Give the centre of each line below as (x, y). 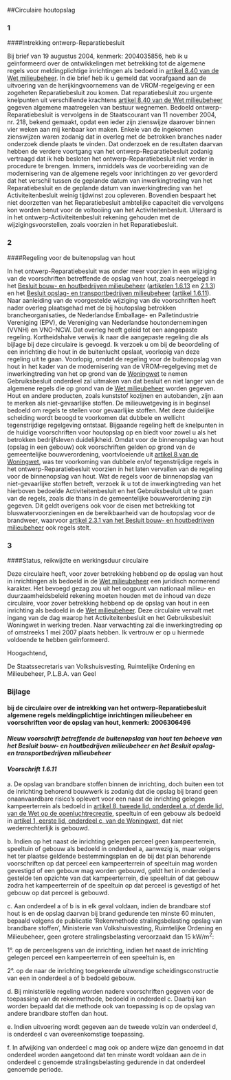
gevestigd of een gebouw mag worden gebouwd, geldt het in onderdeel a (111, 871)
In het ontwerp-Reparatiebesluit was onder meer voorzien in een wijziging (112, 271)
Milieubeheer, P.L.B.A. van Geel (52, 673)
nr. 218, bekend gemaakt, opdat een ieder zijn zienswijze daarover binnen (111, 122)
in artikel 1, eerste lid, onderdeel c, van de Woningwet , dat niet (95, 821)
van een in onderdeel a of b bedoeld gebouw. (71, 978)
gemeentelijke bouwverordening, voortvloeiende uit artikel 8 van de (103, 454)
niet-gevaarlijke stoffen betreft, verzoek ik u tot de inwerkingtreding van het (114, 483)
